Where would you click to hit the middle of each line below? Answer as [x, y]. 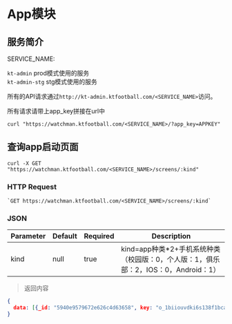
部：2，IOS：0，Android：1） [170, 270]
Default [65, 236]
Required [99, 236]
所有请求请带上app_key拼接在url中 [56, 111]
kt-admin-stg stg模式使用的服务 [52, 82]
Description [171, 236]
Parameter [28, 236]
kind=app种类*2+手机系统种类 [171, 249]
